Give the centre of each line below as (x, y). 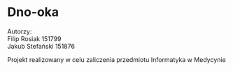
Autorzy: (20, 31)
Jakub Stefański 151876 (41, 46)
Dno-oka (33, 12)
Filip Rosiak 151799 (34, 38)
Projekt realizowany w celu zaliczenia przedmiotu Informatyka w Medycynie (116, 59)
